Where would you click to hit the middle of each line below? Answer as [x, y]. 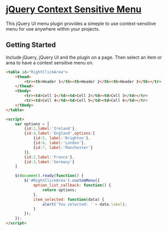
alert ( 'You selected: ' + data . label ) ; [85, 204]
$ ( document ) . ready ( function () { [49, 176]
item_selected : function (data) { [68, 199]
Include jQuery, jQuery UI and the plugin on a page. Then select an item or [84, 57]
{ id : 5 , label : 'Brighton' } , [62, 138]
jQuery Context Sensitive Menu [74, 9]
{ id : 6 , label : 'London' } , [59, 143]
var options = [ [32, 124]
